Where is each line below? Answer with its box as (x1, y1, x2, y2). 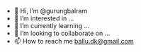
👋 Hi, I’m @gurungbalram (13, 7, 88, 15)
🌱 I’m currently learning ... (13, 22, 90, 30)
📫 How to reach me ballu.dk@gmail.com (13, 37, 134, 45)
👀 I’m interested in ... (13, 14, 74, 22)
